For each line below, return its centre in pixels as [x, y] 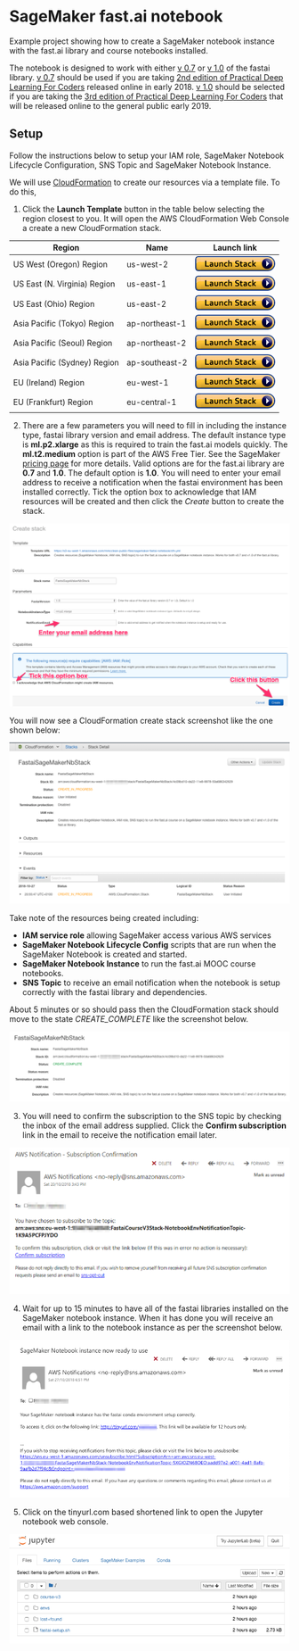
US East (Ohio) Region [54, 303]
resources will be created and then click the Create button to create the [153, 501]
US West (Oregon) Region [61, 264]
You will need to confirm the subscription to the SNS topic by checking [152, 1116]
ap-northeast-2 [157, 343]
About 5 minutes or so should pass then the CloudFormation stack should [144, 1009]
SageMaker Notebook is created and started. [105, 954]
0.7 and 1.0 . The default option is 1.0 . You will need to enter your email [152, 473]
